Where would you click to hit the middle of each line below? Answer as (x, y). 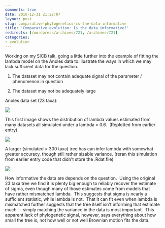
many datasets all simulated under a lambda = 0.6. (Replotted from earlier (80, 125)
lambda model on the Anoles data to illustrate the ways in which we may (78, 61)
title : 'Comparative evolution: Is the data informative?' (67, 28)
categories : (17, 38)
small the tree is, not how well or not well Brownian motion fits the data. (77, 220)
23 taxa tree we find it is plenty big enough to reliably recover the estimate (81, 183)
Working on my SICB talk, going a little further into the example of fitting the (82, 56)
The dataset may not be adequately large (54, 91)
